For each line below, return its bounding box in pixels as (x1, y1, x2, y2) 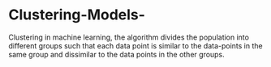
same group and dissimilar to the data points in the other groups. (8, 49, 225, 59)
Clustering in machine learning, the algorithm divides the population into (8, 32, 250, 42)
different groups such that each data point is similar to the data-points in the (8, 40, 263, 50)
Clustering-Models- (8, 6, 146, 24)
